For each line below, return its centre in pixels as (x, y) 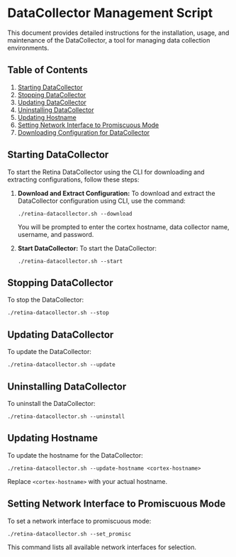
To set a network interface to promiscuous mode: (79, 521)
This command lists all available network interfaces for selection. (102, 547)
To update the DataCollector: (50, 352)
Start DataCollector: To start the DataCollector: (87, 248)
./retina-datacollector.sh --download (75, 214)
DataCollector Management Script (110, 13)
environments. (28, 48)
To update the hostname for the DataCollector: (75, 455)
